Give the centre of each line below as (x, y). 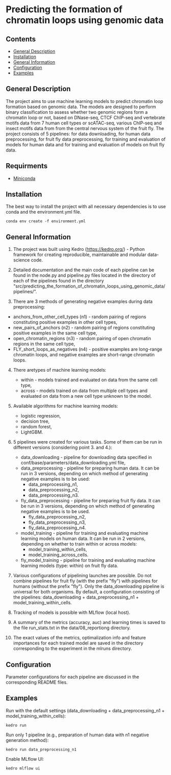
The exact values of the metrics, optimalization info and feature (79, 638)
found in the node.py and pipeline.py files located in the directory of (84, 275)
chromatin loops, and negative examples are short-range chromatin (84, 355)
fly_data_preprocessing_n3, (57, 522)
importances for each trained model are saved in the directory (78, 643)
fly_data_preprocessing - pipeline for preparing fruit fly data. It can (91, 501)
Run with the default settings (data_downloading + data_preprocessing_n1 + (85, 710)
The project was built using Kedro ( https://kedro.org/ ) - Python (79, 249)
